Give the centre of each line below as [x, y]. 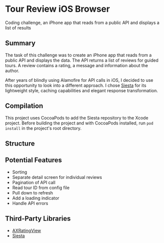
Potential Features [34, 160]
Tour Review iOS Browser [58, 9]
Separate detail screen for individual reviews [57, 177]
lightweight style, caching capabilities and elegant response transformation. [82, 90]
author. [12, 71]
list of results [18, 27]
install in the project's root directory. [43, 128]
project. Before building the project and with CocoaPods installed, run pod [79, 123]
